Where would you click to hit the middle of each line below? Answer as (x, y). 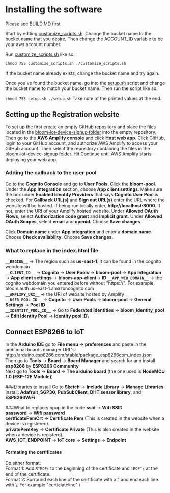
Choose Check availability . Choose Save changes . (59, 237)
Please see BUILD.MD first (33, 24)
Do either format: (23, 463)
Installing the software (54, 9)
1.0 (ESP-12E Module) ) (29, 377)
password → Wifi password (35, 413)
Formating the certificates (34, 452)
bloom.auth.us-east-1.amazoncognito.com (50, 289)
